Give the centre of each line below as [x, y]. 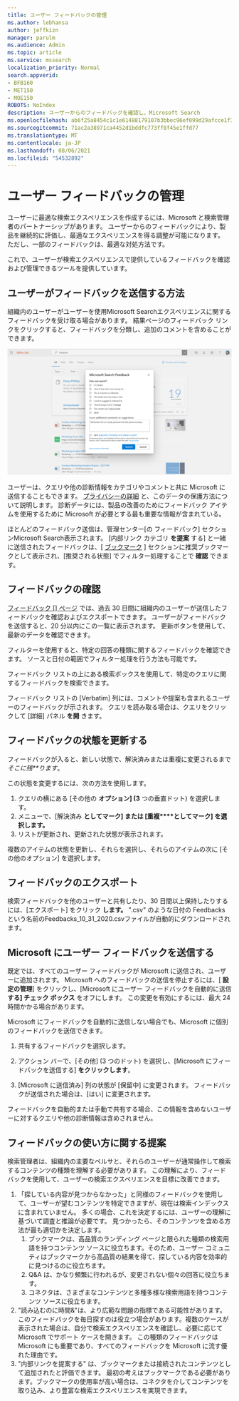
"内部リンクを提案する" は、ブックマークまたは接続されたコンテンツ [118, 1364]
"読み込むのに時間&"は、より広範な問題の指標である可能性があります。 [122, 1310]
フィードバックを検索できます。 [66, 683]
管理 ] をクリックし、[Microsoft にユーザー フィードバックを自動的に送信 [126, 989]
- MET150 [20, 90]
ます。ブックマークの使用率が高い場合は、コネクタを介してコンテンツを [123, 1382]
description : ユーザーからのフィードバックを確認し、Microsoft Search [104, 113]
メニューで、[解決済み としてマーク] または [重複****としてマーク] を [119, 816]
